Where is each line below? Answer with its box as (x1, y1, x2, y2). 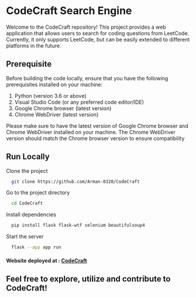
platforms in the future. (6, 42, 61, 49)
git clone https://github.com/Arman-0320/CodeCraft (11, 179, 140, 185)
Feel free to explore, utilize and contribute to (6, 274, 171, 284)
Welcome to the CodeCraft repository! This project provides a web (6, 23, 167, 30)
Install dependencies (6, 211, 57, 218)
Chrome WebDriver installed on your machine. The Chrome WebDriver (6, 128, 176, 135)
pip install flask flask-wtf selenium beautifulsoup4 (11, 223, 145, 228)
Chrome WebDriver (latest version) (14, 111, 99, 118)
